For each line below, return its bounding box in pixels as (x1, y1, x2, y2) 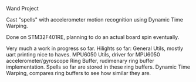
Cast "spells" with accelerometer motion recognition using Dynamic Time (6, 16, 184, 23)
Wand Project (6, 5, 39, 12)
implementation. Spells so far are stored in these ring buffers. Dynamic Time (6, 63, 191, 70)
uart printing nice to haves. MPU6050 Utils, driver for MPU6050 (6, 51, 160, 58)
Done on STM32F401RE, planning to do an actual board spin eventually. (6, 34, 180, 40)
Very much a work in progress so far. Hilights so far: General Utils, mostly (6, 45, 184, 52)
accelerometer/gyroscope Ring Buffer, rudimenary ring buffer (6, 58, 154, 64)
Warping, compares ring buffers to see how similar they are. (6, 70, 151, 76)
